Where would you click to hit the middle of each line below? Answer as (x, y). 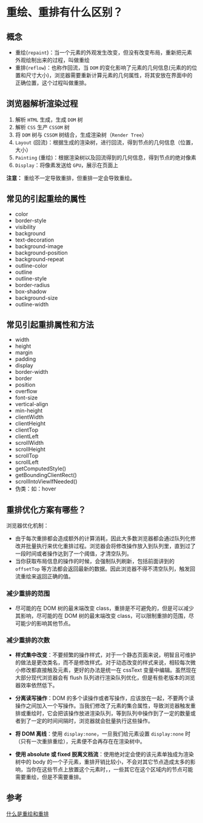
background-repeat (39, 259)
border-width (32, 372)
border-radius (32, 285)
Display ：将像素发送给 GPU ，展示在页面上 (67, 165)
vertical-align (32, 404)
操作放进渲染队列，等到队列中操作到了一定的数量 (129, 713)
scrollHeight (30, 449)
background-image (39, 246)
